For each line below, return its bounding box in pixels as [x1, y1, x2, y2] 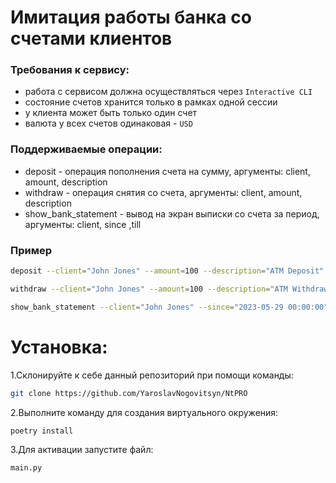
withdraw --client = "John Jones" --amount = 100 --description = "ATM [10, 284, 288, 294]
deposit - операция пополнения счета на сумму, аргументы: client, [24, 165, 311, 177]
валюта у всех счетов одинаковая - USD [24, 117, 193, 130]
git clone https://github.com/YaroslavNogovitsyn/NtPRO [10, 388, 248, 398]
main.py [10, 463, 43, 473]
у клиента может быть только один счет [24, 107, 198, 119]
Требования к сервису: [10, 63, 130, 77]
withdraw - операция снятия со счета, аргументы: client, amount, [24, 186, 303, 198]
